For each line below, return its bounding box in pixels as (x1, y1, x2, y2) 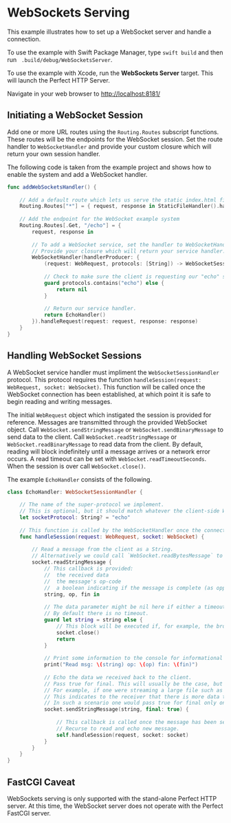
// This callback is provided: (43, 566, 134, 573)
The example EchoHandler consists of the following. (7, 475, 153, 483)
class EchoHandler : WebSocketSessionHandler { (7, 489, 143, 495)
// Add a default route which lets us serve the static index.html (19, 196, 217, 204)
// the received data (43, 571, 109, 579)
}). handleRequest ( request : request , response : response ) (32, 318, 198, 325)
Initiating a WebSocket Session (7, 109, 143, 121)
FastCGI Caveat (7, 776, 76, 788)
